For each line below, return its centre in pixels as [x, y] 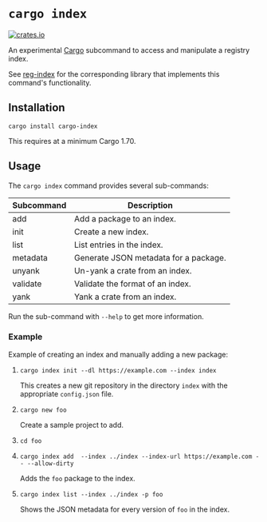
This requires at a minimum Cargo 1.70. [73, 141]
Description [150, 205]
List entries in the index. [119, 245]
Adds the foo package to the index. [77, 478]
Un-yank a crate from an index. [133, 270]
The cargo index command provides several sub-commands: [108, 185]
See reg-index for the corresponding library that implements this [114, 74]
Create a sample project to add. [72, 424]
